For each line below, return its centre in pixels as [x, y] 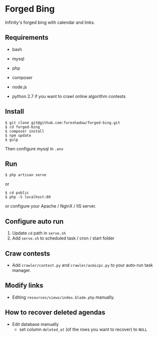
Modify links [24, 285]
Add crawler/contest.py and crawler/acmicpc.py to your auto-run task [82, 265]
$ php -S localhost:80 [28, 197]
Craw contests [28, 253]
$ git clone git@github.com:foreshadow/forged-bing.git [63, 123]
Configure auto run [34, 221]
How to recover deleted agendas [55, 313]
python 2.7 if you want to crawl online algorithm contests [69, 96]
